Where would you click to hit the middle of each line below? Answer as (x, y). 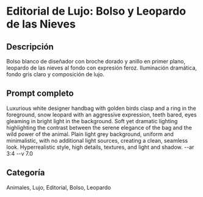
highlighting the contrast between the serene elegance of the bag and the (99, 127)
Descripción (30, 47)
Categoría (26, 173)
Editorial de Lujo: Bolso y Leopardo (96, 11)
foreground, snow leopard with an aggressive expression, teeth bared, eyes (102, 115)
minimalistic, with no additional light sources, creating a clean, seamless (97, 140)
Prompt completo (40, 94)
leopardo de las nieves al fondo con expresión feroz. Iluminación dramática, (102, 68)
